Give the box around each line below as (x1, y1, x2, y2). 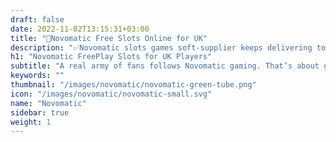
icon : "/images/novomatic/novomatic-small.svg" (10, 89, 213, 99)
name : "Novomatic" (10, 98, 87, 108)
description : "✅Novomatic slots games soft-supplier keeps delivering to (10, 42, 327, 53)
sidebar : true (10, 107, 70, 118)
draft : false (10, 14, 65, 25)
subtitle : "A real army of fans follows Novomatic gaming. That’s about (10, 61, 320, 71)
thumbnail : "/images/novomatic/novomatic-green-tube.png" (10, 80, 257, 90)
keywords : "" (10, 71, 65, 81)
